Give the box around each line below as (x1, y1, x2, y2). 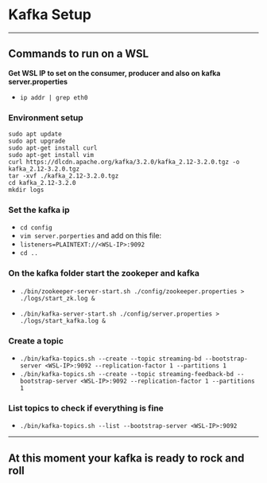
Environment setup (8, 112, 83, 123)
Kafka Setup (8, 6, 92, 24)
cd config (19, 224, 53, 232)
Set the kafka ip (8, 204, 70, 215)
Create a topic (8, 335, 64, 346)
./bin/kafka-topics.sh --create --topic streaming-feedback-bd (19, 370, 234, 378)
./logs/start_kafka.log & (19, 316, 106, 324)
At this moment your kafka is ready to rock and (8, 451, 245, 465)
